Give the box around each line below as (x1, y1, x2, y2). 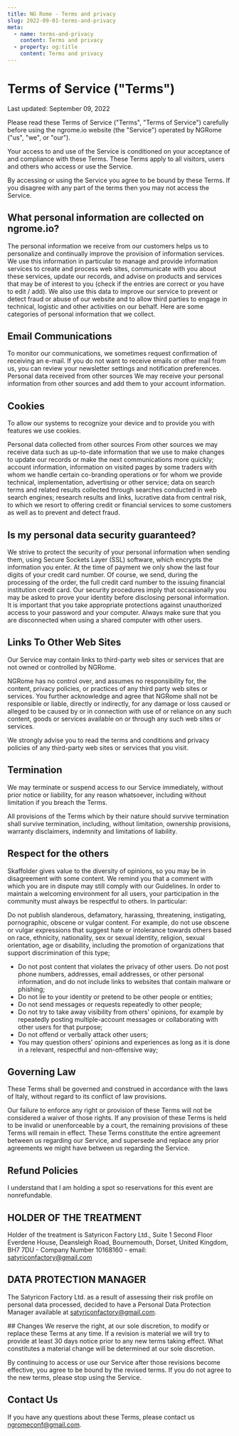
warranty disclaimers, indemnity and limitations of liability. (7, 827, 178, 835)
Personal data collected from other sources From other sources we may (7, 440, 218, 449)
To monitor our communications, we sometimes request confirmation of (7, 349, 218, 358)
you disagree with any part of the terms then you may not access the (7, 183, 210, 192)
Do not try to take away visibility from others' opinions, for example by (17, 1008, 224, 1016)
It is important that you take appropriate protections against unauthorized (7, 601, 222, 609)
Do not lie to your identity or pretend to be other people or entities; (17, 992, 213, 1001)
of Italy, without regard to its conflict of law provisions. (7, 1092, 167, 1101)
